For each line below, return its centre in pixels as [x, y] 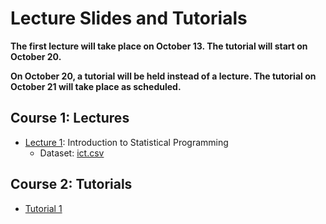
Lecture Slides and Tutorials [129, 18]
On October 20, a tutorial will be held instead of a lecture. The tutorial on [163, 76]
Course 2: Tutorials [71, 184]
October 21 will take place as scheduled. [96, 86]
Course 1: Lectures [70, 118]
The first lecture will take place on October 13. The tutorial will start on [159, 46]
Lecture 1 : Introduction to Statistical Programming [126, 142]
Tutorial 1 [43, 208]
